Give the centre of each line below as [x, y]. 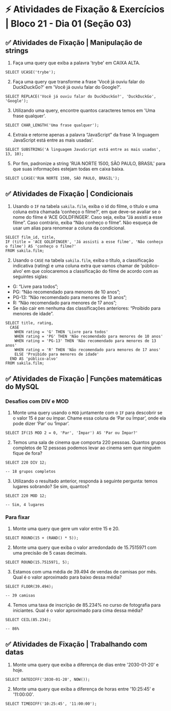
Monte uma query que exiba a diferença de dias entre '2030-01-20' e [86, 664]
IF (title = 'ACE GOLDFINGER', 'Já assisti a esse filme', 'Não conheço [84, 242]
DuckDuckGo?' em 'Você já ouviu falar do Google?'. [67, 87]
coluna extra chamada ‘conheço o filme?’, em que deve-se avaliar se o [87, 212]
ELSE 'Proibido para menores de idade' [57, 354]
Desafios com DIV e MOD [37, 401]
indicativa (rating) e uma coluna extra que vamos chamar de [76, 265]
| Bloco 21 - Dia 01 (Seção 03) [68, 24]
